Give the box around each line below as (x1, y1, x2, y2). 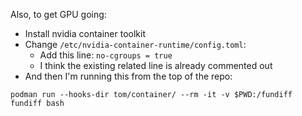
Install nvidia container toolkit (24, 28, 147, 39)
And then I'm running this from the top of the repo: (24, 70, 233, 82)
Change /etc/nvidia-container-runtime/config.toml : (24, 39, 247, 50)
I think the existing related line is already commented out (39, 60, 273, 71)
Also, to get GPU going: (10, 9, 107, 20)
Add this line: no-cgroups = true (39, 49, 173, 61)
